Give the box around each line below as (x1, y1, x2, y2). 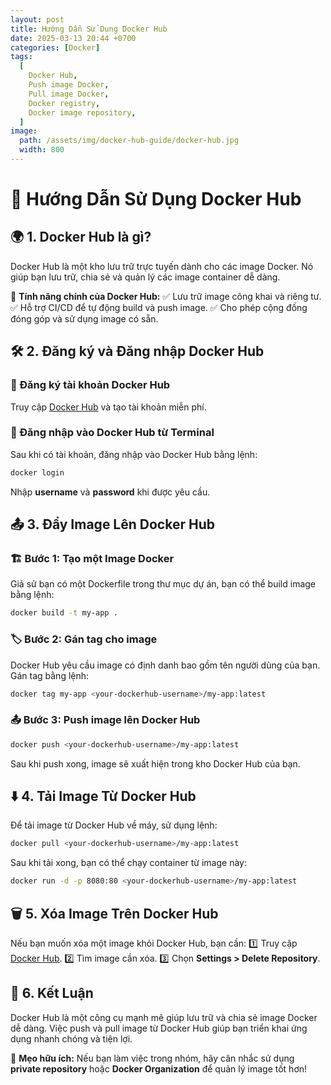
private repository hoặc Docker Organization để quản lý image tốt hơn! (10, 1062, 308, 1075)
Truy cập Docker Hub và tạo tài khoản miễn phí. (10, 401, 207, 413)
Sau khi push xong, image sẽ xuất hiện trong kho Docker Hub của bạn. (10, 757, 301, 770)
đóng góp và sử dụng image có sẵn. (10, 312, 159, 325)
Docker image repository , (28, 107, 137, 118)
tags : (10, 52, 33, 62)
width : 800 (19, 145, 65, 155)
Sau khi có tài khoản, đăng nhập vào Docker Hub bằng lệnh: (10, 448, 258, 460)
